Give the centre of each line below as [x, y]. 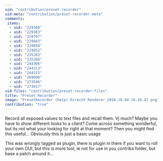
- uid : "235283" [26, 55]
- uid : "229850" [26, 46]
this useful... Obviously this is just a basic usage [53, 134]
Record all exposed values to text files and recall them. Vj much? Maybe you [81, 118]
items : [14, 23]
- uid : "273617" [26, 86]
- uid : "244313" [26, 69]
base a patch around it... [29, 153]
